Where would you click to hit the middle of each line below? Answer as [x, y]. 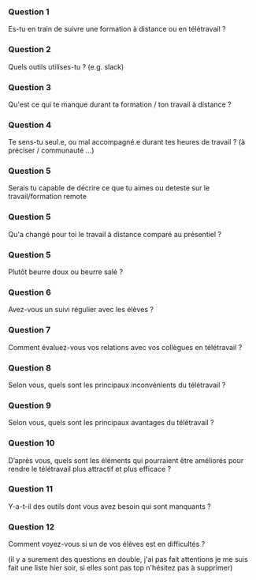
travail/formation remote [47, 197]
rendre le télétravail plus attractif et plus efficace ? [90, 469]
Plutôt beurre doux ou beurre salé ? [66, 272]
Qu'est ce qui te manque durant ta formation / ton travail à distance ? [120, 104]
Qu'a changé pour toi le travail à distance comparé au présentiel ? [115, 234]
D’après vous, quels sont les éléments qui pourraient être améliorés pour [126, 460]
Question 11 [31, 489]
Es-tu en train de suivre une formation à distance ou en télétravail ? [117, 29]
